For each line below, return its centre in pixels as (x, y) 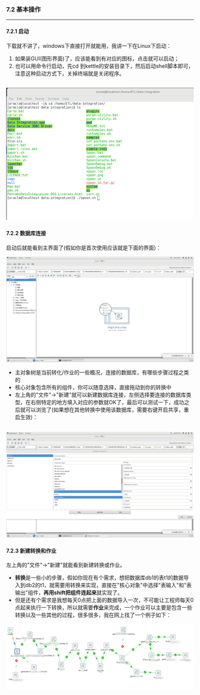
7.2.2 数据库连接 (26, 233)
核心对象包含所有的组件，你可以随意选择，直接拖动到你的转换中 (93, 388)
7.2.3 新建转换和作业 (31, 551)
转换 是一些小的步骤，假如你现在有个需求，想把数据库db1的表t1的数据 (99, 578)
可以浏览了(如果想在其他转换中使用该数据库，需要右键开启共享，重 (107, 410)
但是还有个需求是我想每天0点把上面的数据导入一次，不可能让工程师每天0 (104, 600)
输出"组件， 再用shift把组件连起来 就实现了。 (69, 593)
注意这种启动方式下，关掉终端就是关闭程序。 (70, 73)
